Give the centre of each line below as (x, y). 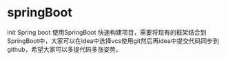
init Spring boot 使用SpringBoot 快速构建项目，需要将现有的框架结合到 (107, 32)
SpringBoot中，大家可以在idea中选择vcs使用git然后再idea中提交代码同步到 (113, 41)
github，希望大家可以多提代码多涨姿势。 (64, 49)
